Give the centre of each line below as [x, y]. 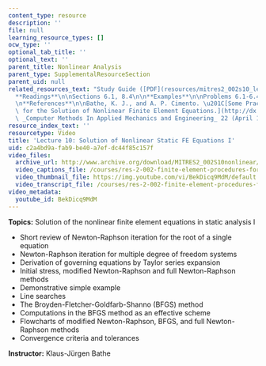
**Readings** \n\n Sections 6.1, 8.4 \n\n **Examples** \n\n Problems [123, 96]
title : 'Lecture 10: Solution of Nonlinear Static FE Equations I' [122, 140]
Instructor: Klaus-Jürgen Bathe [59, 353]
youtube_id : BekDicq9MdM [56, 199]
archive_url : [37, 163]
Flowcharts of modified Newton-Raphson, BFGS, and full [112, 321]
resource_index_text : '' [49, 126]
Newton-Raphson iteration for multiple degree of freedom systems [128, 254]
